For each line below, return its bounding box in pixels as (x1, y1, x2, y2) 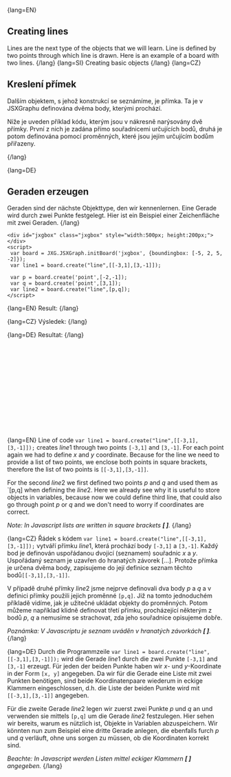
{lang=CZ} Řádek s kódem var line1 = (7, 534, 118, 543)
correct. (7, 508, 30, 516)
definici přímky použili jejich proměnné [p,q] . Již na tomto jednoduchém (7, 591, 213, 600)
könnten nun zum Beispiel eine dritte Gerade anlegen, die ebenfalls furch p (7, 727, 219, 735)
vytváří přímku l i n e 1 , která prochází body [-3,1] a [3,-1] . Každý (36, 542, 219, 550)
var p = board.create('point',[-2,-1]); (10, 274, 128, 281)
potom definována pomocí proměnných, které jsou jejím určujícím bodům (7, 132, 214, 140)
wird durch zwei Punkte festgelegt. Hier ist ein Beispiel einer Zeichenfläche (7, 211, 220, 219)
